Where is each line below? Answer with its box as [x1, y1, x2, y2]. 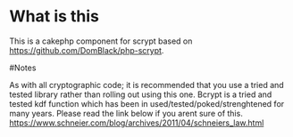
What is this [9, 6, 100, 27]
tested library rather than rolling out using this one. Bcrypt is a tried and [9, 89, 272, 100]
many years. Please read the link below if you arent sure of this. [9, 108, 243, 118]
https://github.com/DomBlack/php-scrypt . [9, 44, 164, 55]
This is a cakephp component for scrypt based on [9, 36, 193, 46]
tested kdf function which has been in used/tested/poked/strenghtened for [9, 98, 285, 109]
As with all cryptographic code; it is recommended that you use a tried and [9, 79, 284, 90]
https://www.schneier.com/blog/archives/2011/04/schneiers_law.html [9, 117, 264, 128]
